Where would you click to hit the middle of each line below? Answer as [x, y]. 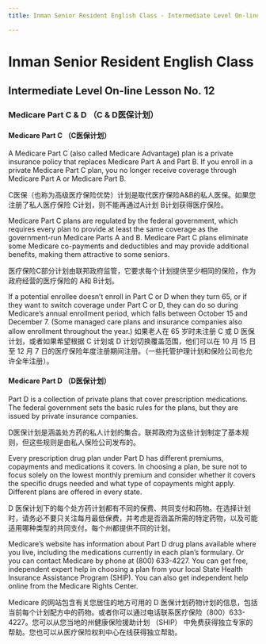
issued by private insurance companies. [73, 416]
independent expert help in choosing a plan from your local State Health [126, 569]
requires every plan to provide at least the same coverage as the [113, 229]
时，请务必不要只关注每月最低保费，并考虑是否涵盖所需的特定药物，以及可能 [133, 518]
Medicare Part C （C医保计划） [59, 135]
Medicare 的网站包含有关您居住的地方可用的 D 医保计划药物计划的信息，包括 [133, 602]
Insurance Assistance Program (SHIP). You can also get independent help [128, 577]
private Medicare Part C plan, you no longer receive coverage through [122, 171]
